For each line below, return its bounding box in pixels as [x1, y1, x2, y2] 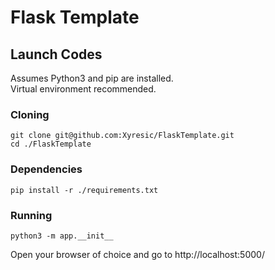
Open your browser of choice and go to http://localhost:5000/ [10, 248, 265, 260]
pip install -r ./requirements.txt [10, 185, 159, 195]
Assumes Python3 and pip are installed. [10, 72, 174, 84]
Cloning [10, 107, 50, 121]
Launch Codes [10, 46, 103, 63]
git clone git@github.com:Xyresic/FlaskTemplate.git [10, 131, 235, 141]
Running [10, 208, 53, 222]
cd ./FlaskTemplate [10, 139, 92, 150]
